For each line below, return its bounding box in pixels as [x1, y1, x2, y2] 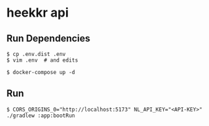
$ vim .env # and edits [6, 57, 78, 64]
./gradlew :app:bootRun [6, 112, 76, 119]
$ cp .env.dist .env [6, 51, 67, 57]
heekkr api [6, 5, 69, 21]
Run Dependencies [6, 33, 91, 44]
